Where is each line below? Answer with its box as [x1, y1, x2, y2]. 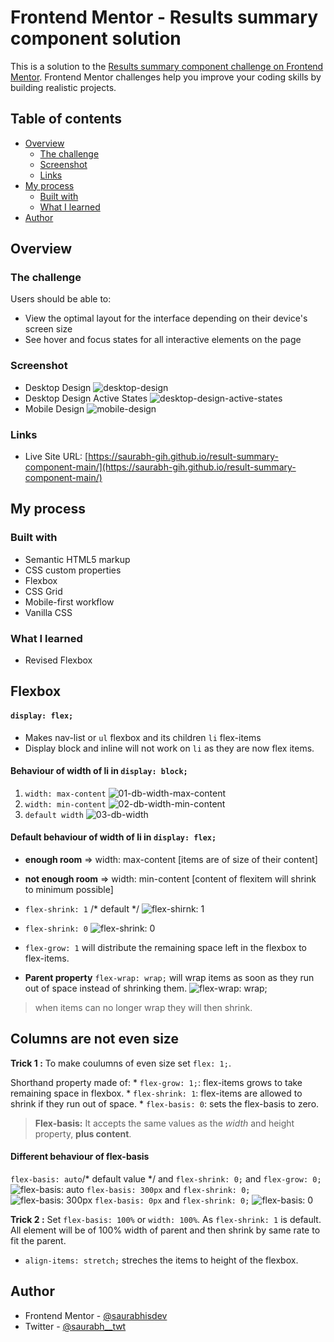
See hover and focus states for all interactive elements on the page [24, 334, 302, 346]
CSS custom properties [24, 564, 122, 576]
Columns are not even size [10, 1031, 179, 1048]
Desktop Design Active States [24, 392, 148, 404]
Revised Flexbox [24, 654, 93, 666]
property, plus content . [34, 1127, 132, 1140]
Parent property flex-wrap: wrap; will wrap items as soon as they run [24, 972, 315, 984]
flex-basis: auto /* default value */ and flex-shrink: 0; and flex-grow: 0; [10, 1173, 322, 1185]
